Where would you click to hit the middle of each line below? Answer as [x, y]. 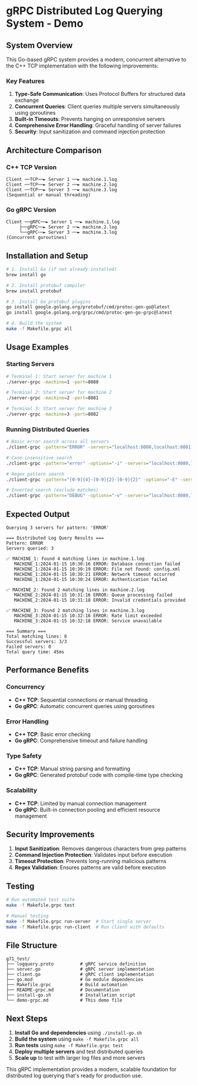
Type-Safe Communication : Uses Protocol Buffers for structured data [100, 94]
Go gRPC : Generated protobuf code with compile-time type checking [99, 775]
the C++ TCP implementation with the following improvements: [82, 66]
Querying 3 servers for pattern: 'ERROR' [58, 528]
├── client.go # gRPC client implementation [80, 974]
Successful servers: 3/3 [37, 642]
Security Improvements [50, 834]
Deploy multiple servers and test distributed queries [79, 1052]
